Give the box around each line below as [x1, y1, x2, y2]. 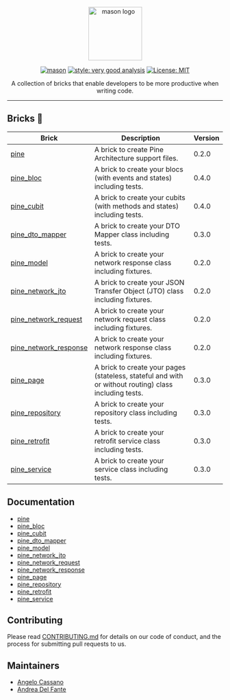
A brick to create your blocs [94, 165, 183, 174]
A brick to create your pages [94, 362, 186, 372]
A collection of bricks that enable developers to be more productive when [11, 80, 219, 87]
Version [193, 133, 220, 143]
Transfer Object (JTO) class [94, 286, 184, 295]
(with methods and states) [94, 201, 179, 210]
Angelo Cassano [16, 678, 64, 686]
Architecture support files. [94, 153, 179, 162]
